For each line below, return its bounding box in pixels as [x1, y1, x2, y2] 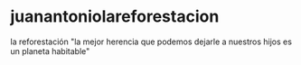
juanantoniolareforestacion [10, 6, 220, 27]
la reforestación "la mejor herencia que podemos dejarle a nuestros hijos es [10, 36, 293, 47]
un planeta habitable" [10, 45, 90, 56]
